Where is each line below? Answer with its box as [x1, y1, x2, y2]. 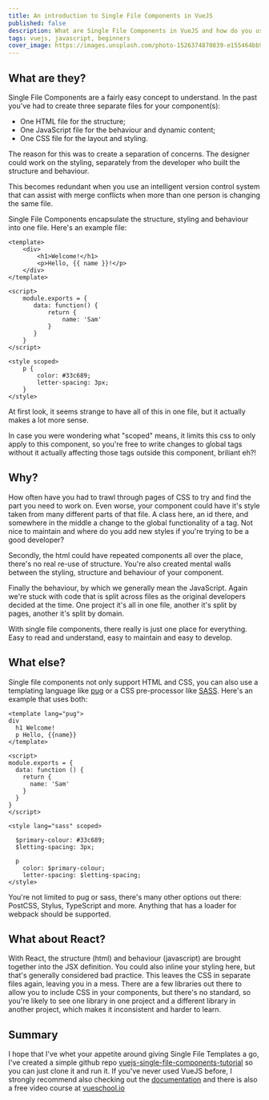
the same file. [8, 198, 54, 208]
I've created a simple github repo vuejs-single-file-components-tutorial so [8, 1058, 254, 1067]
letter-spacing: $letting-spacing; [22, 871, 142, 879]
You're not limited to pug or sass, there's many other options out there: [8, 892, 242, 902]
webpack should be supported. [8, 909, 111, 919]
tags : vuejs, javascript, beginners [8, 34, 130, 42]
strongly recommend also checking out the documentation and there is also [8, 1075, 258, 1085]
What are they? [8, 71, 86, 85]
